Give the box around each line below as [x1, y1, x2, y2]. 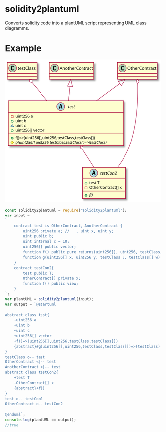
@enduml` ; [5, 412, 26, 417]
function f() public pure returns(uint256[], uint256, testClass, [23, 250, 163, 255]
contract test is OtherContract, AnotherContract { [14, 223, 123, 228]
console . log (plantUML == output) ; [5, 417, 77, 423]
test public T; [23, 271, 54, 276]
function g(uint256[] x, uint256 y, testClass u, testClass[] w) [23, 255, 161, 260]
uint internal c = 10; [23, 239, 70, 244]
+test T [14, 375, 30, 380]
